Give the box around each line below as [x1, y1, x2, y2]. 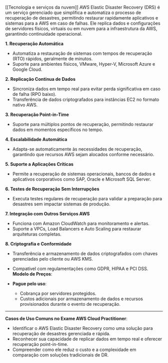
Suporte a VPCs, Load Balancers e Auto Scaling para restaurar [12, 226, 141, 231]
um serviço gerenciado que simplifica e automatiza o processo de [5, 10, 141, 16]
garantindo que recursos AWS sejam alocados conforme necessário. [12, 152, 154, 157]
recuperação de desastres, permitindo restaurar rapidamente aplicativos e [5, 15, 158, 21]
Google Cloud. [12, 66, 42, 72]
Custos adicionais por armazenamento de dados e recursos [19, 296, 143, 302]
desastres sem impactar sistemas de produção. [12, 201, 111, 207]
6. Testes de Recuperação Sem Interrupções [5, 186, 99, 192]
